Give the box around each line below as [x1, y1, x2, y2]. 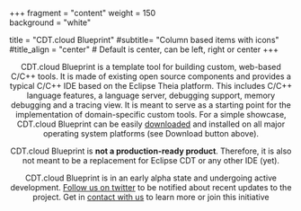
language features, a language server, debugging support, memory [26, 90, 276, 101]
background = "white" [9, 17, 92, 28]
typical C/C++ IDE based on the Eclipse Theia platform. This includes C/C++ [9, 81, 293, 91]
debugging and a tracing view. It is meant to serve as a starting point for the [10, 100, 292, 110]
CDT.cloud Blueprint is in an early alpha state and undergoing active [25, 172, 277, 183]
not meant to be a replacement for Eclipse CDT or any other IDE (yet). [22, 155, 280, 165]
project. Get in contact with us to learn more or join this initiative [32, 192, 270, 202]
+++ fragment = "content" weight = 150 [9, 8, 156, 18]
